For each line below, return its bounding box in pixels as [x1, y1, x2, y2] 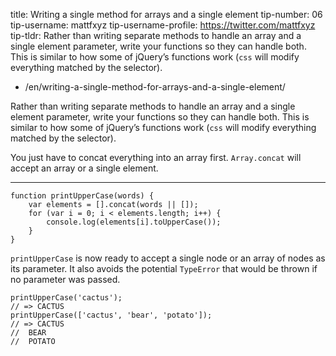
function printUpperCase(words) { [10, 191, 155, 201]
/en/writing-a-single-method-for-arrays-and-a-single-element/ [24, 81, 286, 93]
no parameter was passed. [10, 274, 121, 285]
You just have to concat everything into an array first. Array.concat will [10, 152, 302, 163]
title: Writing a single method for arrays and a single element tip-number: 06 [10, 9, 323, 20]
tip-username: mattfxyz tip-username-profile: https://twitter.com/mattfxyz [10, 19, 316, 31]
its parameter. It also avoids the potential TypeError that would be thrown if [10, 263, 318, 274]
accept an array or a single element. [10, 162, 159, 174]
